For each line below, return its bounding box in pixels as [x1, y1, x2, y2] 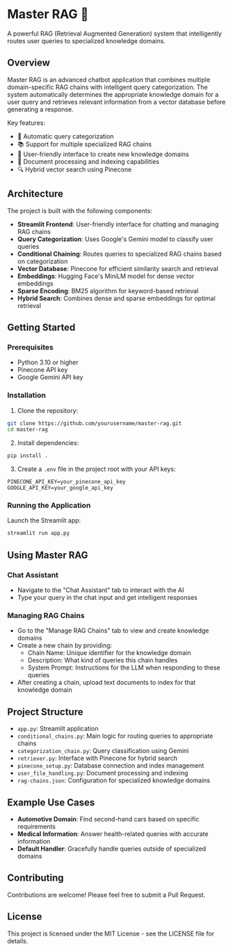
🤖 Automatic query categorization [17, 132, 114, 140]
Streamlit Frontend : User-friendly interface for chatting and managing [17, 219, 219, 229]
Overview [7, 57, 51, 69]
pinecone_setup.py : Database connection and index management [17, 761, 204, 770]
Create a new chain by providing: [17, 641, 113, 650]
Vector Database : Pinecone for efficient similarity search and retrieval [17, 264, 219, 272]
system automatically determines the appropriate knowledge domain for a [7, 90, 219, 98]
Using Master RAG [7, 549, 88, 561]
